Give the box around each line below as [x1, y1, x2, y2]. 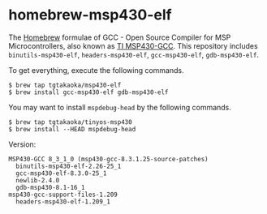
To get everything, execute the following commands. [8, 65, 184, 75]
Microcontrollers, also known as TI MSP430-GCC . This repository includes [8, 41, 258, 50]
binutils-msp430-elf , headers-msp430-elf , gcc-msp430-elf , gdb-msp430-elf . [8, 49, 260, 59]
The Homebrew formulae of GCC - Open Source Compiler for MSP [8, 32, 231, 42]
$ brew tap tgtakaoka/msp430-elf [8, 81, 122, 89]
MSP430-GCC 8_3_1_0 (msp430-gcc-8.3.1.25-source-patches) [8, 155, 209, 163]
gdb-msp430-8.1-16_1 [15, 183, 85, 191]
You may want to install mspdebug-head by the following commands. [8, 102, 231, 112]
